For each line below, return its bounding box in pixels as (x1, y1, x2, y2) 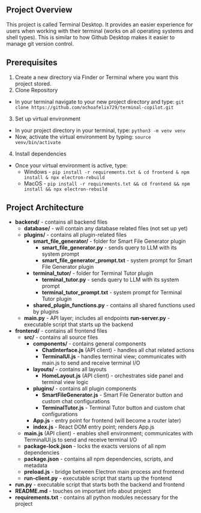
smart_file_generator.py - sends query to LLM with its (41, 244, 177, 251)
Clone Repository (14, 86, 58, 93)
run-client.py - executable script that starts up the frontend (23, 474, 172, 482)
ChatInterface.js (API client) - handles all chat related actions (41, 347, 194, 354)
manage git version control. (6, 40, 74, 47)
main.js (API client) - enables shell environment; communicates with (23, 430, 193, 437)
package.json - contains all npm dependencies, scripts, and (23, 455, 173, 463)
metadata (23, 462, 48, 469)
